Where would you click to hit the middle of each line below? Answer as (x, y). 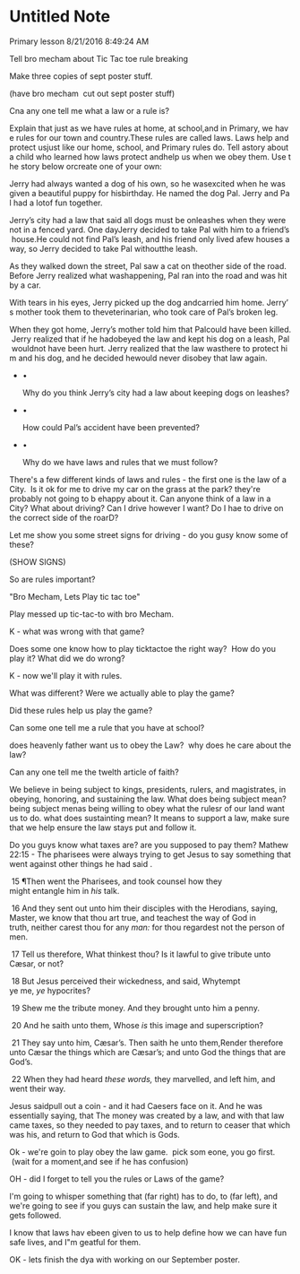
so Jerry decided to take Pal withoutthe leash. (113, 248)
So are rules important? (52, 579)
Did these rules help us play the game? (81, 710)
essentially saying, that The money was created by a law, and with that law (147, 1115)
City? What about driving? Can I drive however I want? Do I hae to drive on (146, 507)
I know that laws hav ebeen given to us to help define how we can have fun (148, 1232)
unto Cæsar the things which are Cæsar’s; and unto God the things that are (148, 1052)
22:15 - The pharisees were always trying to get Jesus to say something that (150, 854)
